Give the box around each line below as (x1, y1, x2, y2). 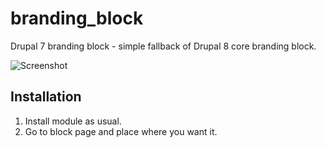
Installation (10, 88, 82, 106)
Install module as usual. (24, 115, 122, 127)
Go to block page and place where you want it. (24, 125, 218, 137)
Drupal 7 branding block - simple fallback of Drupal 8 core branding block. (10, 40, 317, 52)
